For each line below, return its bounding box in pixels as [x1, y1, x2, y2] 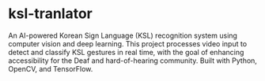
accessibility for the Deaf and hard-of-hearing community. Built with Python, [8, 56, 257, 65]
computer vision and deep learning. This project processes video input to [8, 39, 248, 48]
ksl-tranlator [8, 5, 93, 23]
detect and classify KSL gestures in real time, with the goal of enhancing [8, 47, 244, 57]
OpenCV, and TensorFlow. [8, 64, 93, 73]
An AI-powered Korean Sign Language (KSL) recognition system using [8, 31, 237, 40]
